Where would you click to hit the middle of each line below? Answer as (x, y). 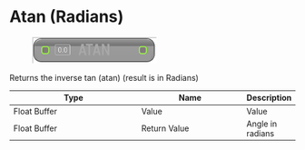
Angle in (262, 124)
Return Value (165, 128)
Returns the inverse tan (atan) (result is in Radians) (104, 77)
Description (269, 98)
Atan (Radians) (67, 17)
